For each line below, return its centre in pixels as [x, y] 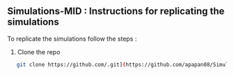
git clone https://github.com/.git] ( [71, 65]
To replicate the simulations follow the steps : [72, 39]
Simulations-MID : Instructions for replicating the [116, 11]
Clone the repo [39, 52]
